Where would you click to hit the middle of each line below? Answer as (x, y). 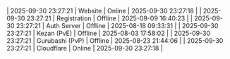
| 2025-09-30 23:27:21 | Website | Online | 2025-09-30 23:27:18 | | (104, 11)
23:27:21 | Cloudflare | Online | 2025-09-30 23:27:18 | (85, 48)
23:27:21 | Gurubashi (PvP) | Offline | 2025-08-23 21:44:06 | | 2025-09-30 (115, 41)
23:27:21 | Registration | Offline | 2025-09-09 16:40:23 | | (110, 18)
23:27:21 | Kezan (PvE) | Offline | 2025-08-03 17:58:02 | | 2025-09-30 (109, 33)
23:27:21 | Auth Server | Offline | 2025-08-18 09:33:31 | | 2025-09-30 (117, 26)
